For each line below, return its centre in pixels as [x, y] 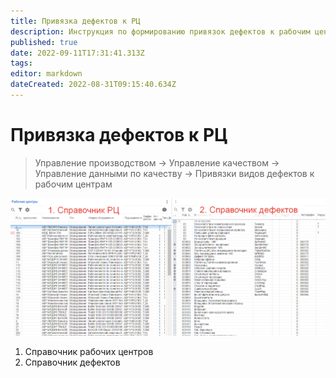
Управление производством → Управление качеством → [157, 162]
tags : [21, 63]
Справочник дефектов [72, 362]
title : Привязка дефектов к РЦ [75, 21]
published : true [44, 42]
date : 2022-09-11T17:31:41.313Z [77, 53]
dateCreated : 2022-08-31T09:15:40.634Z [93, 85]
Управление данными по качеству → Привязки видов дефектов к [174, 173]
